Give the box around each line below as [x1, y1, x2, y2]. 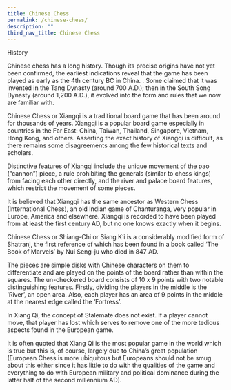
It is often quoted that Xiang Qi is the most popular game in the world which [7, 340, 222, 348]
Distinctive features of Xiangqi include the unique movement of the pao [7, 162, 210, 170]
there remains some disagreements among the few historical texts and [7, 141, 208, 149]
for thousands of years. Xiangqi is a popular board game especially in [7, 119, 205, 128]
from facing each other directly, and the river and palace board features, [7, 177, 213, 185]
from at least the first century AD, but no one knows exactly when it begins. [7, 219, 222, 228]
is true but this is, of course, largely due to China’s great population [7, 346, 198, 355]
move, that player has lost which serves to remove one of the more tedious [7, 319, 220, 327]
